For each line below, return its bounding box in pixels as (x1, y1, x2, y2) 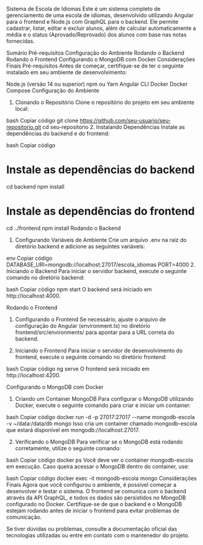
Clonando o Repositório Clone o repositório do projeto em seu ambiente (15, 99, 195, 106)
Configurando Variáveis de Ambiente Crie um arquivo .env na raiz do (15, 236, 187, 243)
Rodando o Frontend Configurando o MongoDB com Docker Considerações (6, 56, 195, 63)
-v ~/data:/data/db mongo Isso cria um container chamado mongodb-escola (6, 420, 198, 427)
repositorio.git (6, 123, 41, 130)
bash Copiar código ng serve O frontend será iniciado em (6, 365, 150, 372)
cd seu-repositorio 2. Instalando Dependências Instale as (42, 123, 185, 130)
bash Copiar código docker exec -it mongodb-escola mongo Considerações (6, 474, 197, 482)
